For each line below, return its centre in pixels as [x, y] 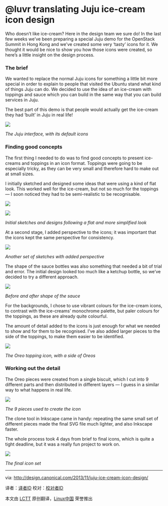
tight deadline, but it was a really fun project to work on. [63, 444]
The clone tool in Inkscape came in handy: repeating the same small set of [82, 419]
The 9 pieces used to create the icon [43, 409]
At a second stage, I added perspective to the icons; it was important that [81, 232]
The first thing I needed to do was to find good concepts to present [74, 158]
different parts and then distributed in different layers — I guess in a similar [82, 384]
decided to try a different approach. [42, 277]
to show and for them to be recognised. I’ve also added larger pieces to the [83, 331]
